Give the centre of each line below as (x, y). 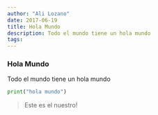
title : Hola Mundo (34, 26)
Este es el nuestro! (51, 105)
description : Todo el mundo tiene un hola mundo (79, 33)
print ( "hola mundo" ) (37, 92)
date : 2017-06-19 (32, 20)
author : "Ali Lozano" (39, 14)
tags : (15, 40)
